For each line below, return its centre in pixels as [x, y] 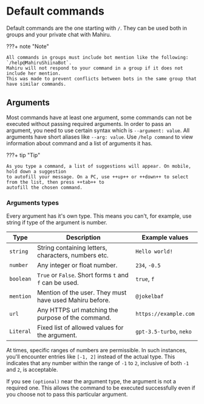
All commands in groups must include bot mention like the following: [97, 57]
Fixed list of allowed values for [80, 328]
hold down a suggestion [36, 172]
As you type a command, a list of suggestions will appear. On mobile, [99, 166]
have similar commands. [36, 84]
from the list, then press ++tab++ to [55, 182]
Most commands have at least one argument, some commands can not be [99, 117]
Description [83, 237]
